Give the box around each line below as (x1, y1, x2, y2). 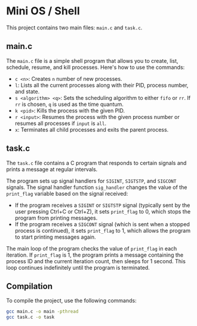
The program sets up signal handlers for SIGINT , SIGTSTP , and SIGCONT (6, 177, 177, 184)
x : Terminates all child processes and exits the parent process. (14, 126, 169, 133)
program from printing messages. (14, 214, 98, 221)
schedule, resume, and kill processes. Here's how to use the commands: (6, 63, 185, 71)
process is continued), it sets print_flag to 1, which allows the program (14, 227, 191, 234)
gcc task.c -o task (6, 314, 55, 321)
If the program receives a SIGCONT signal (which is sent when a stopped (14, 220, 190, 228)
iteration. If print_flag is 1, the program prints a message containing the (6, 251, 184, 258)
